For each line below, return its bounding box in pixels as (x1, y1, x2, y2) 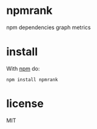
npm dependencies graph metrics (6, 24, 91, 31)
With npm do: (6, 65, 41, 72)
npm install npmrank (6, 76, 59, 82)
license (6, 97, 44, 111)
